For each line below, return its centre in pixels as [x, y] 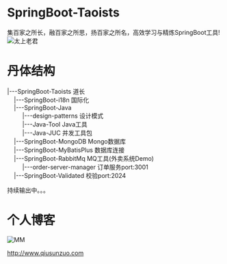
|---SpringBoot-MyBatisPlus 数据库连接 [69, 150]
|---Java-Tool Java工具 [55, 124]
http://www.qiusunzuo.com [45, 253]
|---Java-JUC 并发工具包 [57, 133]
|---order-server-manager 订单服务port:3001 [85, 167]
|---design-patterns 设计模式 [63, 116]
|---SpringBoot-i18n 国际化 [51, 100]
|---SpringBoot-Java [42, 107]
